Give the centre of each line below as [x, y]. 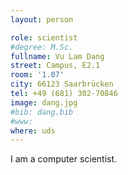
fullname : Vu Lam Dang [57, 56]
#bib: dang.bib [42, 112]
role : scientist [44, 37]
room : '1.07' [37, 75]
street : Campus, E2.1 [55, 66]
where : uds [33, 131]
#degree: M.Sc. [42, 47]
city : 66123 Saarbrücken [62, 84]
